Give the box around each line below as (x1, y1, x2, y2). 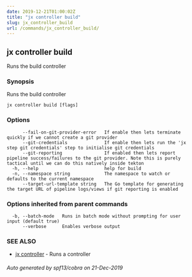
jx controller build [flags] (6, 102, 78, 108)
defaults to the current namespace (6, 175, 94, 182)
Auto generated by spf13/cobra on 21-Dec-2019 (6, 264, 123, 271)
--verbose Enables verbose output (22, 223, 120, 229)
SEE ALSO (6, 237, 37, 245)
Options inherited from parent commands (6, 200, 128, 208)
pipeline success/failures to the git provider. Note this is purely (6, 155, 181, 161)
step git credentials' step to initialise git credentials (6, 145, 155, 151)
